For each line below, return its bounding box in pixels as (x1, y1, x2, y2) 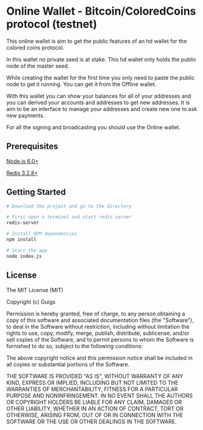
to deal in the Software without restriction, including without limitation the (6, 323, 190, 330)
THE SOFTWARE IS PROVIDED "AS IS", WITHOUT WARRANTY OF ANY (6, 372, 184, 379)
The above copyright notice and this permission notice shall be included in (6, 354, 193, 361)
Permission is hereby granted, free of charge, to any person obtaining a (6, 310, 185, 317)
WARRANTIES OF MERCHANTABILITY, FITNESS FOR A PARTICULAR (6, 385, 178, 393)
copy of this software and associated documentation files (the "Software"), (6, 316, 194, 324)
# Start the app (6, 247, 47, 254)
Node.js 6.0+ (6, 157, 39, 165)
